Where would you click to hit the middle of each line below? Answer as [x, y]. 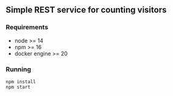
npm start [18, 87]
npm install [21, 81]
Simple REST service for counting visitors [86, 10]
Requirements [27, 27]
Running [19, 69]
